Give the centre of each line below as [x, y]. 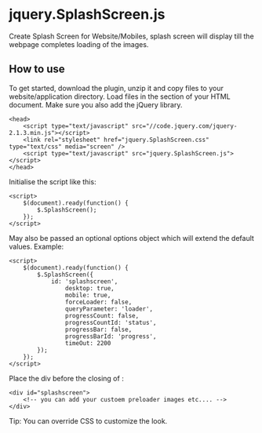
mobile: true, [88, 295]
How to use [37, 69]
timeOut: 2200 [88, 343]
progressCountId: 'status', [111, 322]
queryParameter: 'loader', [109, 309]
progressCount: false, [102, 315]
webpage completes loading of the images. [79, 44]
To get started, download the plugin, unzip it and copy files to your [116, 88]
